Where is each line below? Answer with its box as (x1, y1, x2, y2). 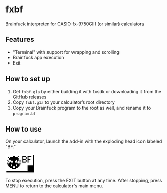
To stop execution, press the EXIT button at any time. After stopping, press (5, 178, 162, 184)
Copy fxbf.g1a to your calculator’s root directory (12, 99, 115, 105)
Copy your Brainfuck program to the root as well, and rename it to (12, 104, 151, 111)
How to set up (5, 75, 50, 83)
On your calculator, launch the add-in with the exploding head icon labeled (5, 138, 162, 144)
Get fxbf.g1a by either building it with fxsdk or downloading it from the (12, 88, 162, 94)
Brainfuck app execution (12, 54, 65, 60)
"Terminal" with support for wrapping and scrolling (12, 49, 120, 55)
